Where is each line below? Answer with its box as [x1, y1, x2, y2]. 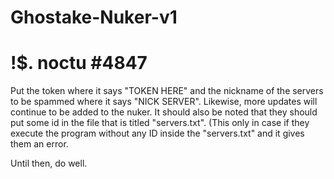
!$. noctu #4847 [10, 52, 148, 75]
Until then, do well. [10, 157, 88, 170]
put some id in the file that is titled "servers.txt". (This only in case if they [10, 117, 310, 129]
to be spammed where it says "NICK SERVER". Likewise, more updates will [10, 96, 318, 108]
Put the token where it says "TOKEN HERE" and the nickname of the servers [10, 85, 324, 97]
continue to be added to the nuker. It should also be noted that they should [10, 106, 318, 118]
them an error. [10, 138, 69, 150]
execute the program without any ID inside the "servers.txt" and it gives [10, 127, 305, 140]
